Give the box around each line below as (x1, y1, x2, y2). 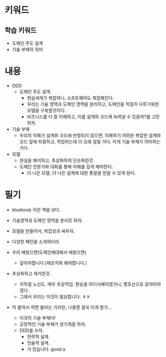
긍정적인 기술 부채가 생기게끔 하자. (19, 321, 86, 327)
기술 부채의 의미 (11, 46, 43, 52)
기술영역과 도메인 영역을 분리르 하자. (11, 217, 83, 223)
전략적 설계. (26, 333, 50, 339)
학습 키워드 (4, 26, 37, 34)
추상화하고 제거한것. (11, 270, 51, 276)
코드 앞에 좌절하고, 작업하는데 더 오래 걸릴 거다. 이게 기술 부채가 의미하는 (19, 138, 161, 144)
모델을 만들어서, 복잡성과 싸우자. (11, 228, 75, 234)
